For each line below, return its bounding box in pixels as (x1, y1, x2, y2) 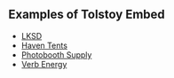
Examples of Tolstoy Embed (8, 7, 165, 22)
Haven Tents (20, 40, 68, 51)
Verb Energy (20, 58, 67, 69)
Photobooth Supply (20, 49, 92, 60)
